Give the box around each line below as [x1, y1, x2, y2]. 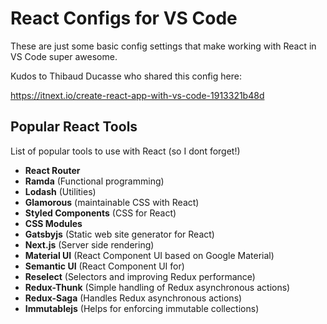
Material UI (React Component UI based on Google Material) [24, 249, 275, 261]
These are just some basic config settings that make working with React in [10, 40, 317, 52]
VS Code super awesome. [10, 50, 118, 62]
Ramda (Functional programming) [24, 175, 165, 187]
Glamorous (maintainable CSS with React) [24, 196, 200, 208]
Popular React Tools [10, 118, 138, 136]
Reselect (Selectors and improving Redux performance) [24, 270, 256, 282]
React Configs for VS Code [10, 7, 238, 30]
